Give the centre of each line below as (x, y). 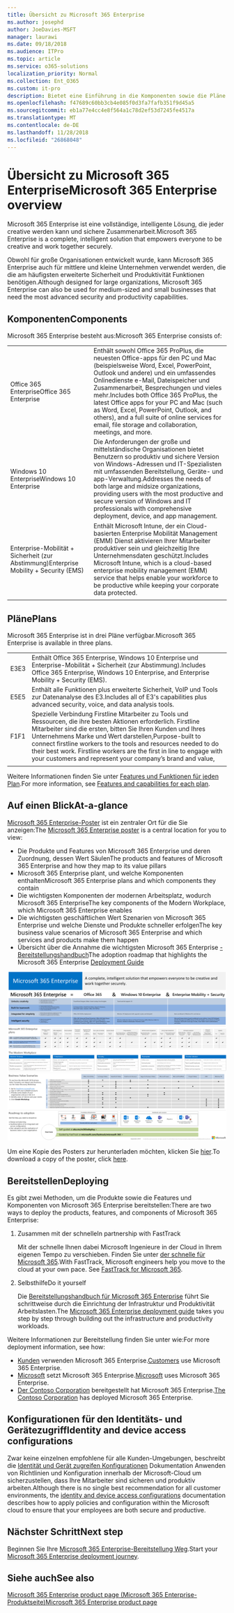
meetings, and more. (123, 432)
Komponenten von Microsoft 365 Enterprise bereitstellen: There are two (109, 1205)
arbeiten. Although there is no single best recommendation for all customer (114, 1487)
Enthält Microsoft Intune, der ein (140, 526)
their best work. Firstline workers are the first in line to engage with (127, 751)
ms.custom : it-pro (34, 88)
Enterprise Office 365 (40, 392)
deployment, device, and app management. (156, 516)
